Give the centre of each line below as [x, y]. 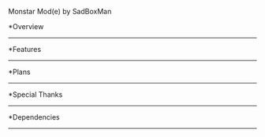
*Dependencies [34, 117]
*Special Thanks [35, 94]
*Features [25, 49]
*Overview [26, 26]
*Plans [19, 72]
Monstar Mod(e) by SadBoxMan [60, 11]
